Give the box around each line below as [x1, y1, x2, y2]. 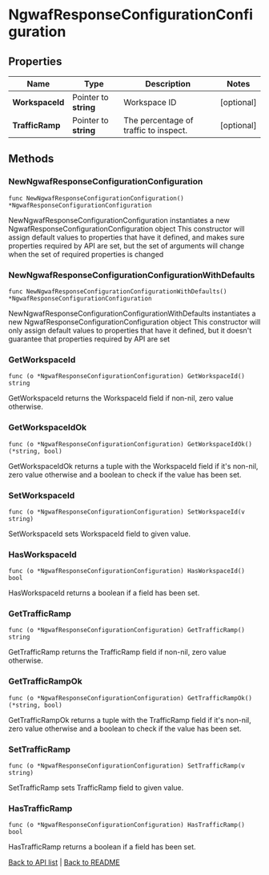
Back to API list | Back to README [8, 857, 120, 867]
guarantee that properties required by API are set [8, 334, 171, 344]
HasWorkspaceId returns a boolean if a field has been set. [8, 588, 200, 598]
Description [145, 79, 191, 89]
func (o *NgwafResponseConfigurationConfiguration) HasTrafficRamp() [8, 821, 246, 829]
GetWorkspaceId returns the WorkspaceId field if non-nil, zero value [8, 393, 234, 403]
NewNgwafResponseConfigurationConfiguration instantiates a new [8, 215, 230, 225]
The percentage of [123, 115, 194, 126]
